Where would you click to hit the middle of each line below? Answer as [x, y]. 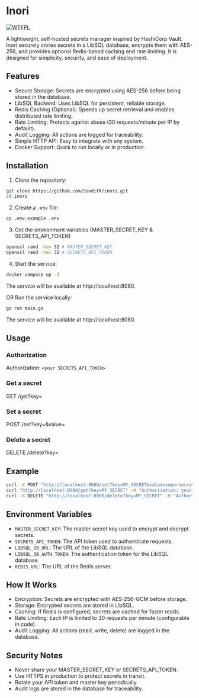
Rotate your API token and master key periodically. [76, 683]
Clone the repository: [41, 180]
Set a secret [24, 411]
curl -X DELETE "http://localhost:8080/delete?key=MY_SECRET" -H [88, 496]
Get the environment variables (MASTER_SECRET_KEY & [84, 230]
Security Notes [35, 655]
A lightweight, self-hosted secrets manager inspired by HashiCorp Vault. [94, 38]
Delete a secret [28, 439]
